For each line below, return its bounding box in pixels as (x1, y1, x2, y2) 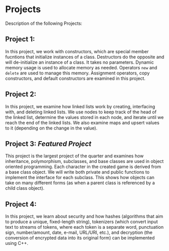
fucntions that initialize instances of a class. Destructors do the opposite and (5, 54, 164, 60)
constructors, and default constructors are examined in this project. (5, 75, 146, 81)
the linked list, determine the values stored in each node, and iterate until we (5, 114, 164, 120)
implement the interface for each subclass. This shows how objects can (5, 175, 155, 181)
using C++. (5, 240, 29, 246)
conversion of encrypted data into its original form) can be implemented (5, 235, 155, 241)
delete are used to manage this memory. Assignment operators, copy (5, 70, 150, 76)
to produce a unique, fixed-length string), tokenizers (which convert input (5, 219, 158, 225)
